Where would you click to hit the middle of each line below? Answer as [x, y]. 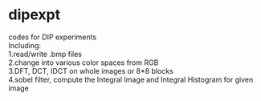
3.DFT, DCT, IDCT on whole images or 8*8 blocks [91, 71]
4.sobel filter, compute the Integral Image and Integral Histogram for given [131, 79]
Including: [25, 45]
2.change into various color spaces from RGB [84, 63]
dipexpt [35, 15]
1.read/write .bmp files [45, 54]
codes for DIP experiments [53, 37]
